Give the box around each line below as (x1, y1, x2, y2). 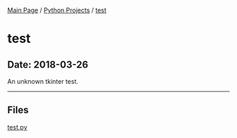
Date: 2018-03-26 (7, 58, 89, 70)
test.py (7, 123, 28, 131)
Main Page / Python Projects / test (7, 6, 107, 14)
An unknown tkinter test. (7, 77, 79, 85)
